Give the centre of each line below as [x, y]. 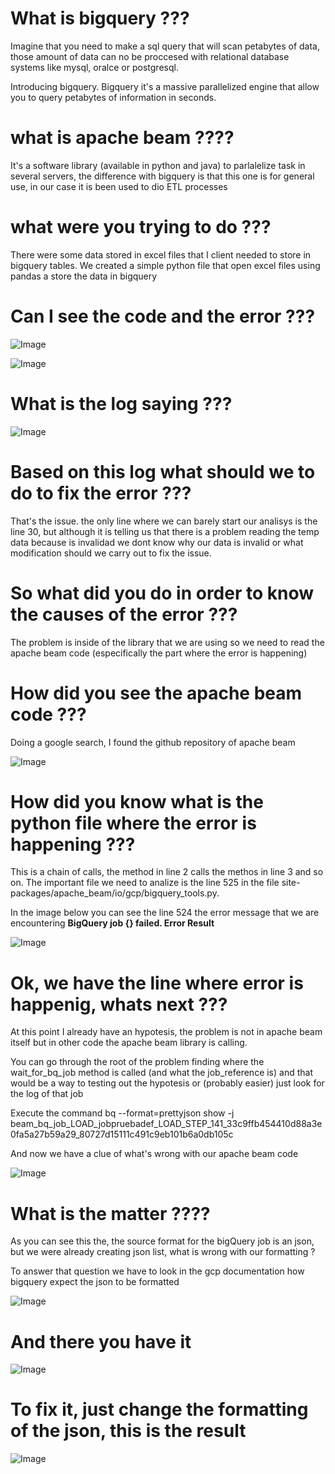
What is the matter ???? [110, 1213]
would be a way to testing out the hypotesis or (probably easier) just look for [167, 1083]
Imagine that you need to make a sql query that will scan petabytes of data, [165, 46]
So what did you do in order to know [162, 593]
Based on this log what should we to [163, 471]
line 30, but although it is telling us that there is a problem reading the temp [165, 531]
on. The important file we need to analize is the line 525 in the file [145, 883]
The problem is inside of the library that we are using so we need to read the [167, 642]
